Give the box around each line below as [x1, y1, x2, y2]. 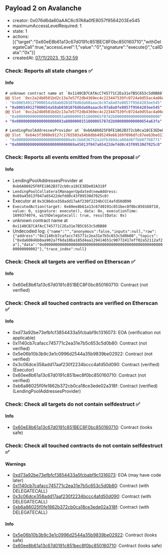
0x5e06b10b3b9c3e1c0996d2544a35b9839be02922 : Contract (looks [12, 532, 157, 538]
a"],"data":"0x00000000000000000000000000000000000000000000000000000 [12, 242, 163, 247]
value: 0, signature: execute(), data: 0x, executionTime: [12, 208, 138, 213]
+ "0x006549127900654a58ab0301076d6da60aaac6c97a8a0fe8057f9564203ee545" [5, 105, 162, 110]
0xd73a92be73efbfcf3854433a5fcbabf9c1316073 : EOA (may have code [12, 472, 161, 478]
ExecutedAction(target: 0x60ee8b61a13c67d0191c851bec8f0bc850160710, [12, 204, 161, 209]
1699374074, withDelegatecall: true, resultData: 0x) [12, 213, 127, 218]
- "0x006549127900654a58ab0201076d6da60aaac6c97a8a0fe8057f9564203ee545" [5, 100, 162, 105]
